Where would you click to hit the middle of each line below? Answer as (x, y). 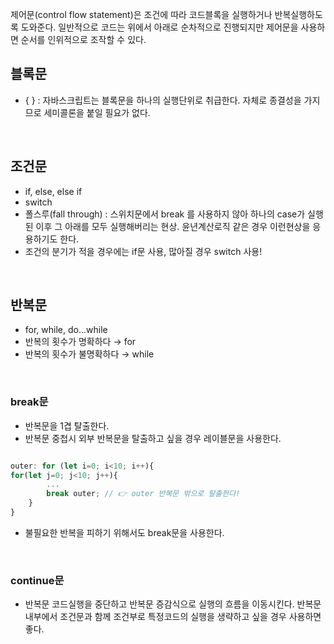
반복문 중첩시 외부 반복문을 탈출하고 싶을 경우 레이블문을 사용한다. (153, 438)
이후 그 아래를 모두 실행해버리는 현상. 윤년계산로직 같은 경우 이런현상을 (173, 226)
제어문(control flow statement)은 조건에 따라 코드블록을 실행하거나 (141, 14)
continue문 (37, 580)
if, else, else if (53, 191)
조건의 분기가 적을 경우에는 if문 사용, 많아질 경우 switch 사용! (143, 251)
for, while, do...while (66, 330)
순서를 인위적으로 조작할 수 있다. (83, 39)
